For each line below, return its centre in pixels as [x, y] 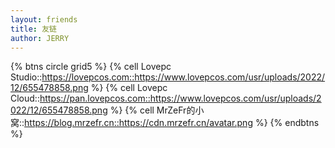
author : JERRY [40, 38]
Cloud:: [25, 98]
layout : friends [44, 19]
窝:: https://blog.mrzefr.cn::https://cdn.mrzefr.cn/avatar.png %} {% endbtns [165, 123]
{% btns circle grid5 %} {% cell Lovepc [91, 67]
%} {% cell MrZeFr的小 [157, 110]
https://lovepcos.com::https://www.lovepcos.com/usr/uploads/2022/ [183, 77]
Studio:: [26, 77]
